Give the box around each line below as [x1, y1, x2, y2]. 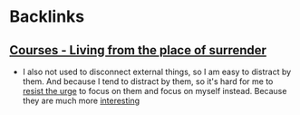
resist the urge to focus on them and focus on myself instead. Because [22, 86, 287, 96]
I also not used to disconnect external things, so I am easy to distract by [22, 66, 292, 77]
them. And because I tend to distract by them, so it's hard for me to [22, 76, 274, 87]
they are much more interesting [22, 95, 140, 106]
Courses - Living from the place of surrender [9, 43, 267, 58]
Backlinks [9, 6, 85, 27]
